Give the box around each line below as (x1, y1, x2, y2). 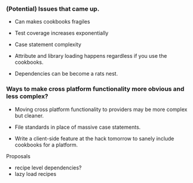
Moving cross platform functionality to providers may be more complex (14, 106, 188, 113)
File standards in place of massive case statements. (14, 123, 141, 130)
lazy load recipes (14, 170, 57, 177)
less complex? (6, 92, 48, 100)
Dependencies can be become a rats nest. (14, 70, 118, 77)
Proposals (6, 152, 31, 159)
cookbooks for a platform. (14, 141, 78, 148)
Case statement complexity (14, 41, 81, 48)
